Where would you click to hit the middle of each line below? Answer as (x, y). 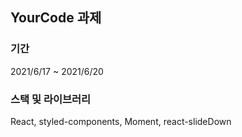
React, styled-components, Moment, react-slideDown (121, 121)
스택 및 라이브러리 (51, 99)
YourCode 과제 (56, 18)
